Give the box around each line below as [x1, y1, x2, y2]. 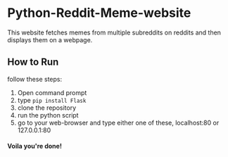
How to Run [7, 56, 59, 68]
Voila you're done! [7, 142, 62, 151]
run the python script [17, 111, 79, 119]
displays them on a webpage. [7, 35, 93, 44]
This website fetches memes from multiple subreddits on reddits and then [7, 28, 222, 37]
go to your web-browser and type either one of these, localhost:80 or [17, 118, 220, 127]
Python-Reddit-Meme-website [7, 5, 191, 21]
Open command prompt [17, 88, 87, 96]
